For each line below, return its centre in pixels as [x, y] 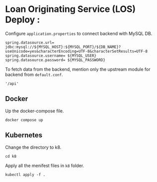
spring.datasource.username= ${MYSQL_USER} [51, 56]
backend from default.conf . [34, 74]
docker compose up [24, 120]
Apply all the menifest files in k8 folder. [45, 166]
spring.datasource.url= [30, 43]
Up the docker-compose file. [35, 111]
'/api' [12, 84]
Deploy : [23, 20]
